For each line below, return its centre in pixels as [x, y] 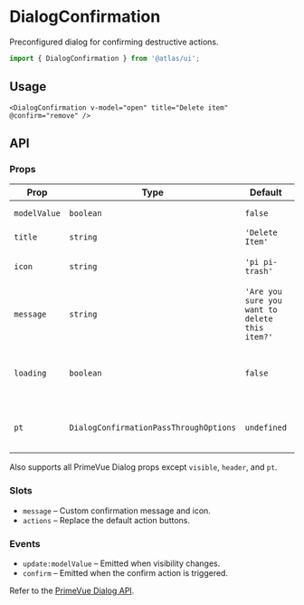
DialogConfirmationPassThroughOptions [153, 428]
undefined [266, 428]
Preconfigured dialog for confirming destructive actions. [114, 42]
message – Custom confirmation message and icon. [116, 511]
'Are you [263, 292]
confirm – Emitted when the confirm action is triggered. [125, 572]
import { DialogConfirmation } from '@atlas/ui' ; [105, 58]
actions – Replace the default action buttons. [106, 520]
